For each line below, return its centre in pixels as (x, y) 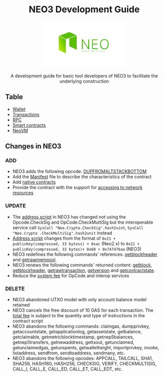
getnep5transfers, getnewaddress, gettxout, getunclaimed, (73, 342)
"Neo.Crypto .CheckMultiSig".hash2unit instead (62, 233)
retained (21, 305)
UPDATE (16, 206)
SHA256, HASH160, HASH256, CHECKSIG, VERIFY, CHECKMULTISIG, (85, 364)
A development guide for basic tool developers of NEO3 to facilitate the (84, 76)
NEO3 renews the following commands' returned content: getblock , (82, 265)
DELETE (15, 289)
